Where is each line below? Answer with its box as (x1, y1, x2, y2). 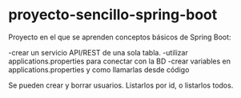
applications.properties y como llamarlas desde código (8, 64, 190, 74)
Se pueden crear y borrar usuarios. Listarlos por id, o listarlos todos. (8, 80, 234, 90)
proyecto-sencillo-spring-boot (8, 6, 218, 24)
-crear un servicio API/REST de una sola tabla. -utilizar (8, 47, 188, 57)
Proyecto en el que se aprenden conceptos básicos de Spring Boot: (8, 32, 231, 42)
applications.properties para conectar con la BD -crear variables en (8, 56, 231, 66)
